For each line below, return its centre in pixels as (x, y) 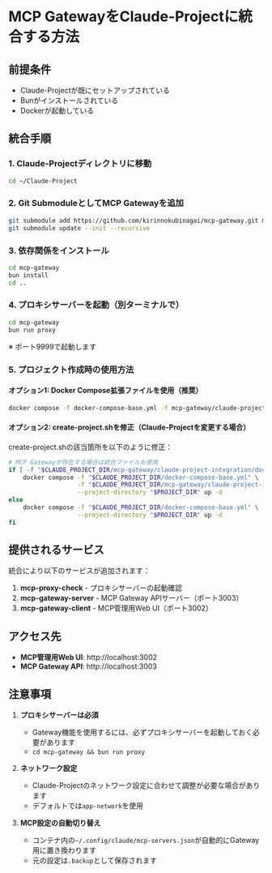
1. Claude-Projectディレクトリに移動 (80, 164)
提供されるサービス (56, 550)
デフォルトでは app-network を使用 (88, 806)
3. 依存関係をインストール (59, 250)
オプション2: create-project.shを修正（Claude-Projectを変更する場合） (130, 427)
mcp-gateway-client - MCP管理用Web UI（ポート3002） (116, 608)
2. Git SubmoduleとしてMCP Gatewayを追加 (96, 203)
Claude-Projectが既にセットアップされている (95, 90)
